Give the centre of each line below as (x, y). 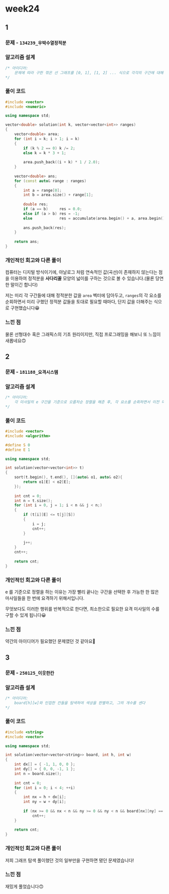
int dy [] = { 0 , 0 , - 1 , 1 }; (45, 769)
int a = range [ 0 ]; (43, 190)
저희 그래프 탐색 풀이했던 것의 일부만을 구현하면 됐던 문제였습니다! (70, 860)
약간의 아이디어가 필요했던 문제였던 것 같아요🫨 (50, 641)
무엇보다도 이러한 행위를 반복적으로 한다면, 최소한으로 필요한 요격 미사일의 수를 (82, 609)
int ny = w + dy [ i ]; (45, 802)
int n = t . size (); (33, 501)
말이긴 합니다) (24, 285)
